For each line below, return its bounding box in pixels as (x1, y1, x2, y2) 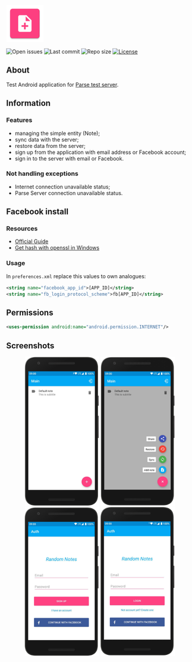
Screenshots (6, 341, 55, 351)
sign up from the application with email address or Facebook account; (14, 149, 186, 156)
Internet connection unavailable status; (14, 183, 111, 190)
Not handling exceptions (6, 169, 78, 178)
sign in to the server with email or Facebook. (14, 155, 124, 162)
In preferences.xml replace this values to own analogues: (6, 272, 146, 280)
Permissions (6, 307, 53, 317)
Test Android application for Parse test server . (6, 81, 119, 88)
